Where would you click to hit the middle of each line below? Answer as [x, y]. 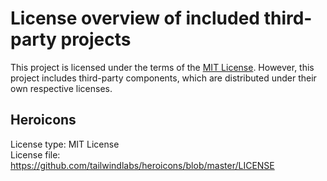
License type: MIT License [65, 144]
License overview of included [135, 18]
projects [96, 39]
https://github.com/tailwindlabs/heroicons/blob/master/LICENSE [142, 165]
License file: [35, 154]
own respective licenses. [61, 88]
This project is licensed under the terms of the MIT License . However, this [162, 67]
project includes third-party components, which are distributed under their [163, 78]
